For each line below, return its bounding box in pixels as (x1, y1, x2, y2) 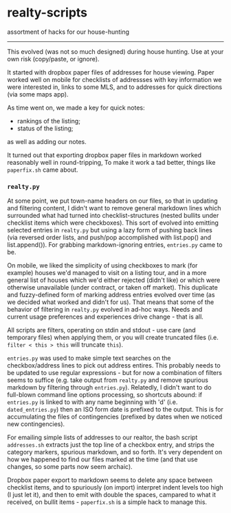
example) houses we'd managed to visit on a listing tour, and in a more (7, 269, 207, 277)
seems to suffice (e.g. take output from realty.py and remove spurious (7, 376, 208, 384)
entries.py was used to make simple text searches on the (7, 354, 171, 363)
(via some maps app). (7, 90, 69, 98)
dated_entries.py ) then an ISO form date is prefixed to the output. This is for (7, 405, 223, 414)
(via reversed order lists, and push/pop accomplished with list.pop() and (7, 233, 212, 242)
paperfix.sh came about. (7, 165, 78, 174)
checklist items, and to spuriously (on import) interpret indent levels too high (7, 483, 223, 492)
